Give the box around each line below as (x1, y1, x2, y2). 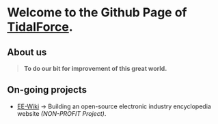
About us (7, 46, 47, 58)
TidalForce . (7, 19, 73, 35)
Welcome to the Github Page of (7, 5, 187, 20)
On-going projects (7, 84, 87, 96)
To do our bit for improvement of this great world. (23, 65, 167, 72)
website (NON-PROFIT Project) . (16, 109, 107, 117)
